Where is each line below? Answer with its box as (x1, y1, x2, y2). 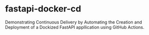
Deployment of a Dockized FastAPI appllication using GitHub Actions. (5, 24, 145, 30)
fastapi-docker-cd (5, 3, 82, 14)
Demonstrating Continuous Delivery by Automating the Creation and (5, 19, 143, 25)
